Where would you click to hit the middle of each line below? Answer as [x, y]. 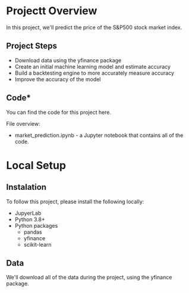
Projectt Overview [52, 11]
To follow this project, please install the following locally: [75, 201]
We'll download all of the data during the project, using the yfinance [89, 278]
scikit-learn [37, 244]
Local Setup [36, 165]
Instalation [26, 187]
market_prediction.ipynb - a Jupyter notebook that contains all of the [99, 135]
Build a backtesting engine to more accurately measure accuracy [94, 73]
